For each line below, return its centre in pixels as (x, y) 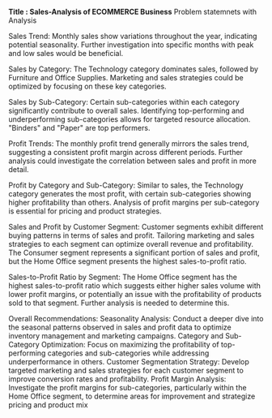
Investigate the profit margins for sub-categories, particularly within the (127, 388)
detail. (19, 169)
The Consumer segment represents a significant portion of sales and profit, (134, 252)
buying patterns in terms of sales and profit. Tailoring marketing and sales (132, 235)
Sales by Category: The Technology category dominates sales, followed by (134, 69)
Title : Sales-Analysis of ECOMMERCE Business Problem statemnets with (133, 12)
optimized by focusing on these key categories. (88, 86)
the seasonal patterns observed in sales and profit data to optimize (120, 327)
